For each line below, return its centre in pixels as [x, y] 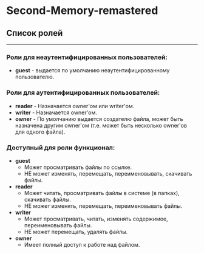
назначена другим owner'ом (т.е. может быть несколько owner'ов [101, 125]
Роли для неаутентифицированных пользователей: [87, 57]
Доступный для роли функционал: [61, 148]
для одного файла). [40, 132]
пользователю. [35, 77]
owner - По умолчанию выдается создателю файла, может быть [99, 118]
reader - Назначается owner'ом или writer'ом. [75, 106]
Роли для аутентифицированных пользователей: [83, 93]
